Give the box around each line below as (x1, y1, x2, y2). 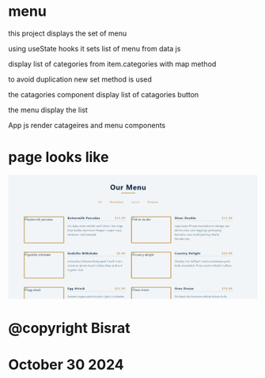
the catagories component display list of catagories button (8, 89, 199, 99)
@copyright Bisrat (8, 319, 131, 338)
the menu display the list (8, 105, 89, 115)
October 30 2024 (8, 355, 124, 373)
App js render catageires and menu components (8, 120, 166, 130)
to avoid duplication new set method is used (8, 74, 153, 84)
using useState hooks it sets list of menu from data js (8, 43, 181, 53)
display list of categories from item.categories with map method (8, 59, 217, 69)
